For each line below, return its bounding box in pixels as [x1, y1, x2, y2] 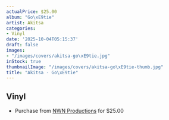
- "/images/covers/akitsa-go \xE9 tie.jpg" [6, 53, 111, 59]
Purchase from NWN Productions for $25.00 [14, 108, 124, 115]
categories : [6, 25, 36, 31]
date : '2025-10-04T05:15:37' [6, 36, 79, 42]
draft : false [6, 42, 39, 48]
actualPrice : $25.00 [6, 8, 58, 15]
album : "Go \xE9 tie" [6, 14, 55, 20]
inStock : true [6, 58, 42, 64]
